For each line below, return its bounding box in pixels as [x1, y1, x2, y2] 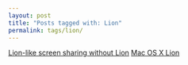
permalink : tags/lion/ [8, 26, 83, 34]
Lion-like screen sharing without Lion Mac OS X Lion [8, 48, 180, 58]
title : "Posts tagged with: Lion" [8, 19, 123, 27]
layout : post [8, 11, 52, 20]
